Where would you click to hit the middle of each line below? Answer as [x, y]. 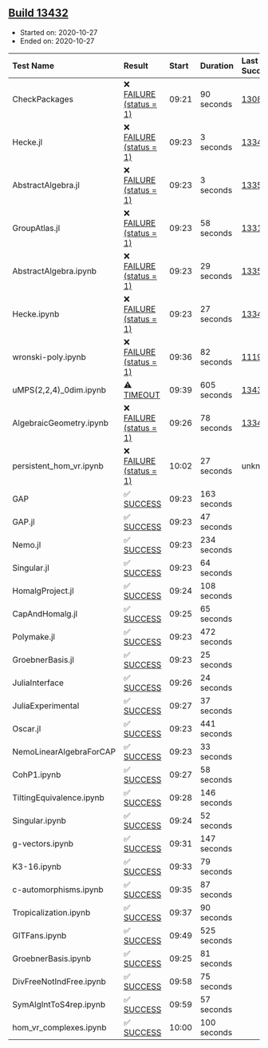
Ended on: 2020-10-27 [57, 41]
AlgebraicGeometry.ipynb [61, 423]
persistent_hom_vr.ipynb [58, 465]
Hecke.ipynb [36, 313]
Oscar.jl [27, 728]
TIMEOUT [142, 395]
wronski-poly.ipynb [49, 357]
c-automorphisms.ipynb [58, 889]
